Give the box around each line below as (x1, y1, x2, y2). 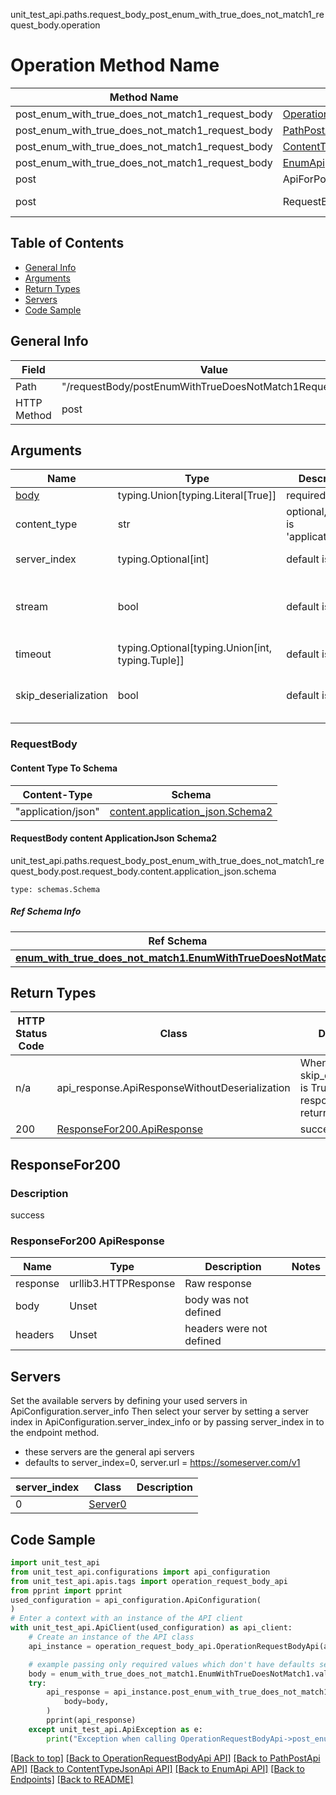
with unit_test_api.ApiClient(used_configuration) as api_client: (10, 1623, 293, 1633)
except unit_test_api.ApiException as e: (28, 1724, 203, 1734)
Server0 (88, 1497, 127, 1511)
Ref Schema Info (10, 905, 82, 918)
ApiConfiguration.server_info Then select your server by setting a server (10, 1405, 310, 1418)
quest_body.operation (10, 19, 101, 31)
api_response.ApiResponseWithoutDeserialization (56, 1081, 291, 1095)
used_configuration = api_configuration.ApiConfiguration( (10, 1595, 262, 1605)
